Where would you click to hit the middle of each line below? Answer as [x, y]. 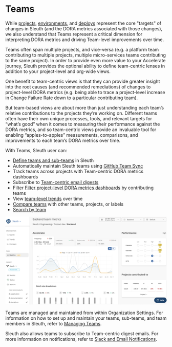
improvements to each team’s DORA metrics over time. [63, 140]
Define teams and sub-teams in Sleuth [53, 160]
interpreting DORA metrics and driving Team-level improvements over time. [85, 40]
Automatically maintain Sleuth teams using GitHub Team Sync [78, 166]
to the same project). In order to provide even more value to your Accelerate [85, 60]
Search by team [29, 209]
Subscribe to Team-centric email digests [56, 182]
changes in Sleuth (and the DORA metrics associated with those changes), [84, 28]
